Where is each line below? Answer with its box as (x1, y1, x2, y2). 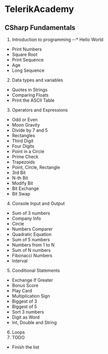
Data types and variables (11, 77, 63, 83)
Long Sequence (11, 67, 45, 73)
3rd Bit (11, 170, 26, 176)
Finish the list (11, 344, 39, 350)
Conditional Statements (11, 268, 60, 273)
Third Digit (11, 138, 34, 144)
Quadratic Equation (11, 231, 52, 237)
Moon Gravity (11, 122, 40, 128)
